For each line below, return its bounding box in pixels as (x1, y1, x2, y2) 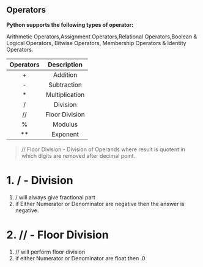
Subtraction (48, 80, 83, 89)
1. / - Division (6, 174, 73, 187)
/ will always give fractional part (15, 193, 96, 201)
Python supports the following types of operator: (6, 21, 134, 28)
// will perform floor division (15, 248, 86, 255)
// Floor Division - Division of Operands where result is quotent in (21, 146, 185, 153)
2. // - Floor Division (6, 228, 109, 241)
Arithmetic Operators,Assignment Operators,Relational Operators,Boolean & (6, 33, 197, 40)
